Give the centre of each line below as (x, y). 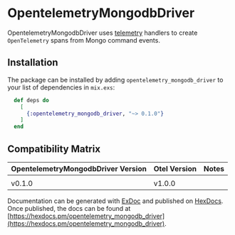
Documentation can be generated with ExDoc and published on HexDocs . (115, 201)
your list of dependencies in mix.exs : (61, 87)
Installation (33, 63)
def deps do (32, 100)
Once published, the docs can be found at (69, 208)
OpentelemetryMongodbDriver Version (79, 168)
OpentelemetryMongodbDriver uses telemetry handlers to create (103, 33)
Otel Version (175, 168)
